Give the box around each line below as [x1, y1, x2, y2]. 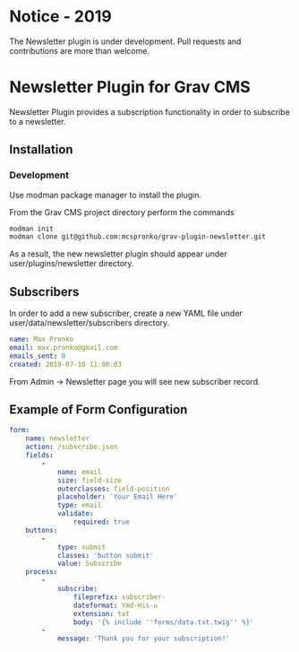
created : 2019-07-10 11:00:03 [9, 360, 123, 369]
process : [25, 568, 58, 577]
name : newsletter [25, 434, 90, 443]
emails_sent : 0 [9, 352, 66, 361]
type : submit [56, 543, 106, 552]
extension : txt [73, 609, 130, 618]
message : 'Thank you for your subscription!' [56, 634, 230, 643]
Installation [9, 142, 73, 158]
